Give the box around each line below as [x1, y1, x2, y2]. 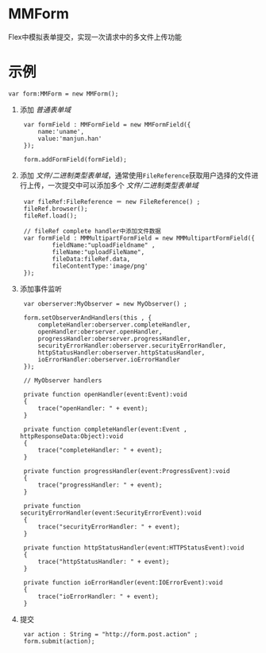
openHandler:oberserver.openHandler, [37, 327, 163, 335]
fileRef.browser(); [23, 205, 88, 213]
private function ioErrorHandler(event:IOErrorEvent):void [23, 578, 223, 586]
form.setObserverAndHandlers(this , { [23, 314, 152, 322]
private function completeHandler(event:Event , [23, 425, 188, 433]
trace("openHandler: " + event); [37, 404, 148, 413]
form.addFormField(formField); [23, 155, 127, 163]
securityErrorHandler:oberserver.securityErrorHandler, [37, 342, 227, 350]
